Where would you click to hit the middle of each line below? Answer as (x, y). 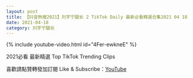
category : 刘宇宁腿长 (30, 28)
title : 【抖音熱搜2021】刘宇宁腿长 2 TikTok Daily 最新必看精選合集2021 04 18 (97, 17)
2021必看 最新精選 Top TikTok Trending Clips (61, 57)
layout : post (22, 11)
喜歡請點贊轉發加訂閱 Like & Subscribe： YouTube (66, 69)
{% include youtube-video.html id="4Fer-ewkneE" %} (71, 45)
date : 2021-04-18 (27, 22)
